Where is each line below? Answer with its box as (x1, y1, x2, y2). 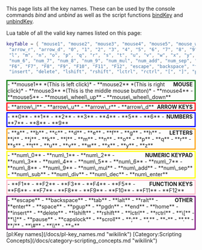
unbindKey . (6, 18, 34, 25)
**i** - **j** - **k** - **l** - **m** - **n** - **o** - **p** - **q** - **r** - (7, 135, 191, 143)
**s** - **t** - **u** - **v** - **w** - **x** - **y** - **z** (7, 142, 153, 149)
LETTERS (169, 129, 193, 137)
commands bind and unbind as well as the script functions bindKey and (6, 11, 183, 19)
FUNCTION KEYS (149, 180, 193, 188)
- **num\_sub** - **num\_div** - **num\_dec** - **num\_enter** (7, 171, 168, 178)
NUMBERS (166, 113, 193, 121)
